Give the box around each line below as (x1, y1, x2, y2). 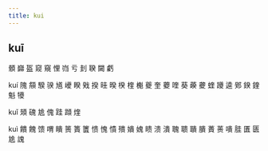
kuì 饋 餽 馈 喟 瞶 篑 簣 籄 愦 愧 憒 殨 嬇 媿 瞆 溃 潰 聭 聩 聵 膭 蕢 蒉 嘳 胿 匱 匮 (8, 125, 260, 134)
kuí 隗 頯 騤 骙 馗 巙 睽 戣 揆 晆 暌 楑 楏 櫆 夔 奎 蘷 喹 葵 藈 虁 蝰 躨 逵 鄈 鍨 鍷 (8, 81, 260, 90)
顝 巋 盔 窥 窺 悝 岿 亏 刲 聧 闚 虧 (8, 63, 114, 73)
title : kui (8, 11, 45, 20)
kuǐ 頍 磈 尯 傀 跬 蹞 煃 (8, 107, 81, 117)
